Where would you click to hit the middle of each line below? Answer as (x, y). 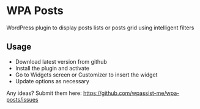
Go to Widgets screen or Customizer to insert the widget (86, 75)
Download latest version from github (61, 61)
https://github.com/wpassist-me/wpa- (131, 93)
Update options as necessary (52, 81)
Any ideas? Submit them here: (44, 93)
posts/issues (22, 99)
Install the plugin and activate (52, 68)
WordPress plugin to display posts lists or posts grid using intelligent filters (100, 28)
